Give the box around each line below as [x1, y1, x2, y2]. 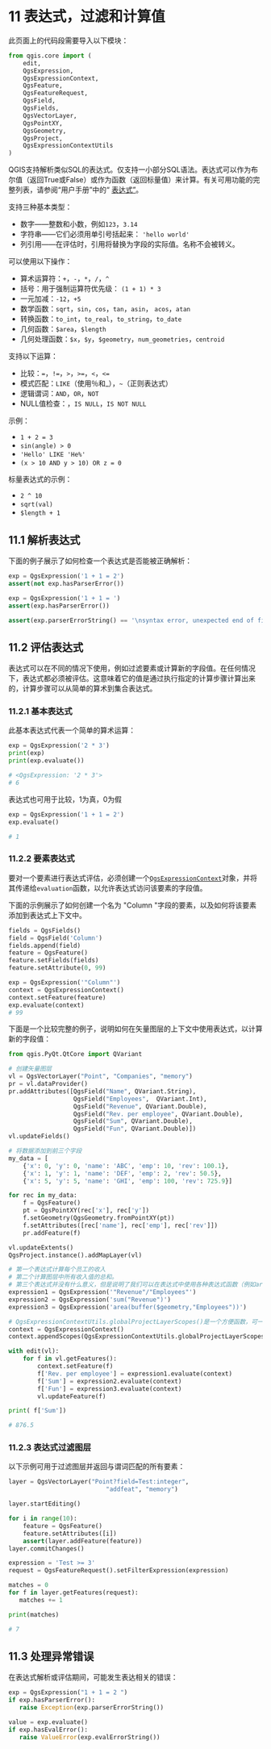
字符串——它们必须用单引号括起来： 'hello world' [19, 229, 190, 239]
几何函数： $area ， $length [19, 324, 106, 334]
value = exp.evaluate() [8, 1718, 89, 1726]
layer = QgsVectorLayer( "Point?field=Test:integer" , [8, 1478, 190, 1486]
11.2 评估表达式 [8, 641, 84, 654]
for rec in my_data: [8, 1192, 78, 1200]
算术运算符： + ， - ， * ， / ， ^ [19, 273, 110, 283]
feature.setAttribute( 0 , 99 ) [8, 964, 106, 972]
